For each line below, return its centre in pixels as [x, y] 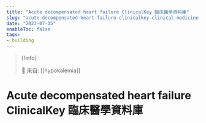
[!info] [29, 58]
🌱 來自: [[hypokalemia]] [51, 70]
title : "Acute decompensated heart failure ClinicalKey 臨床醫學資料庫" [98, 12]
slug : [13, 18]
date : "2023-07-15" [31, 23]
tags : [13, 35]
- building [20, 40]
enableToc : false [29, 29]
